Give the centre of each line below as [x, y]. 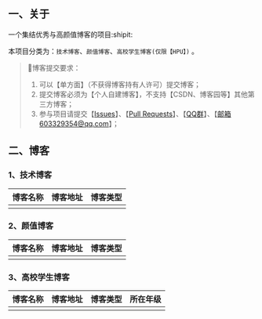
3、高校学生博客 [39, 277]
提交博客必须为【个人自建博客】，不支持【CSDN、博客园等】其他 [144, 94]
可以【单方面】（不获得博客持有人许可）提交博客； [120, 84]
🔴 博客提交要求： [54, 67]
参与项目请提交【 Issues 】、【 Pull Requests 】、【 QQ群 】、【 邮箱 [135, 114]
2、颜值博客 [31, 226]
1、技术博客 [30, 175]
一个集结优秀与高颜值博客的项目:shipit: [71, 34]
